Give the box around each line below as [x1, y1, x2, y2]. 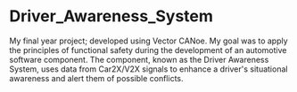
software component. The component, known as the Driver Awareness [9, 54, 269, 65]
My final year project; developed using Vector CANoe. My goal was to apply [9, 35, 288, 46]
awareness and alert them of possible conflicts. [9, 73, 185, 83]
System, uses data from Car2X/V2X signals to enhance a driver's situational [9, 64, 288, 74]
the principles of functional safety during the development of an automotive [9, 44, 287, 55]
